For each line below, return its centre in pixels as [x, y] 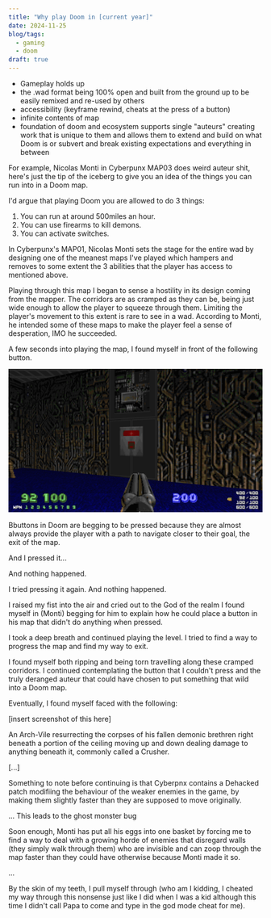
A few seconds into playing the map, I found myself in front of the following [133, 349]
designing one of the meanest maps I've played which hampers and [121, 258]
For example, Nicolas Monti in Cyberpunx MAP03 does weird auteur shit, [129, 168]
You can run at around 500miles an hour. [88, 216]
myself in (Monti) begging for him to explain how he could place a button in [133, 613]
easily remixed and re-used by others [82, 101]
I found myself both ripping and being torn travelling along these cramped [131, 661]
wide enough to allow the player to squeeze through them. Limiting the [126, 308]
